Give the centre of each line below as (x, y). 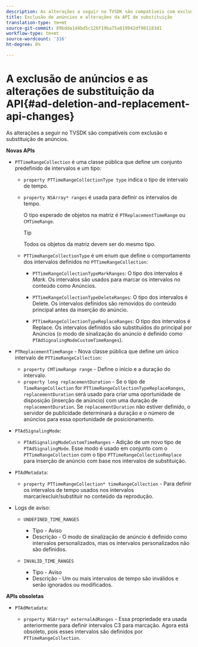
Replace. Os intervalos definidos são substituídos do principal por (112, 327)
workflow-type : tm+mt (33, 34)
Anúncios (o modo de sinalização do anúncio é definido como (107, 333)
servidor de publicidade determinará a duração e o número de (99, 413)
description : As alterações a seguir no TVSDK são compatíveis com (91, 12)
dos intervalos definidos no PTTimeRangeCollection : (86, 262)
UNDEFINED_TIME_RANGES (51, 520)
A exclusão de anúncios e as (77, 79)
